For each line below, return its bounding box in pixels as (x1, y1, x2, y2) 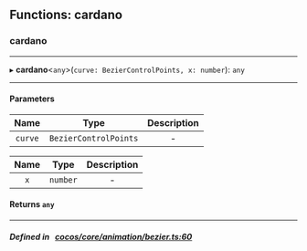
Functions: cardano (9, 7, 123, 23)
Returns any (9, 199, 55, 210)
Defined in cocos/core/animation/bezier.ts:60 (9, 231, 193, 242)
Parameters (9, 93, 55, 104)
